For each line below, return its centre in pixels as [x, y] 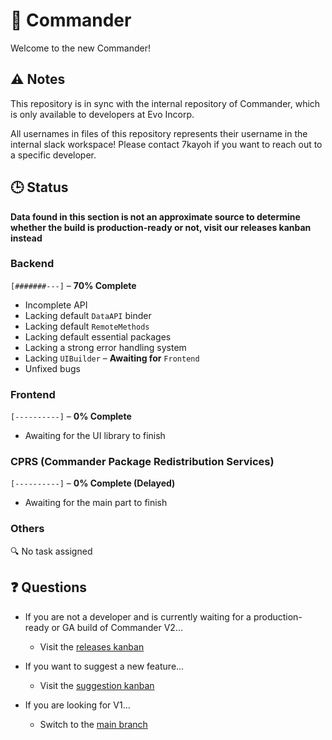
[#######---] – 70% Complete [73, 285]
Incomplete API [56, 305]
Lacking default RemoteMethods [87, 326]
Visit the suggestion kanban [97, 685]
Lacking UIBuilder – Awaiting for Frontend [112, 358]
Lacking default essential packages [98, 336]
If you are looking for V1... [77, 705]
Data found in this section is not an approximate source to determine [155, 216]
